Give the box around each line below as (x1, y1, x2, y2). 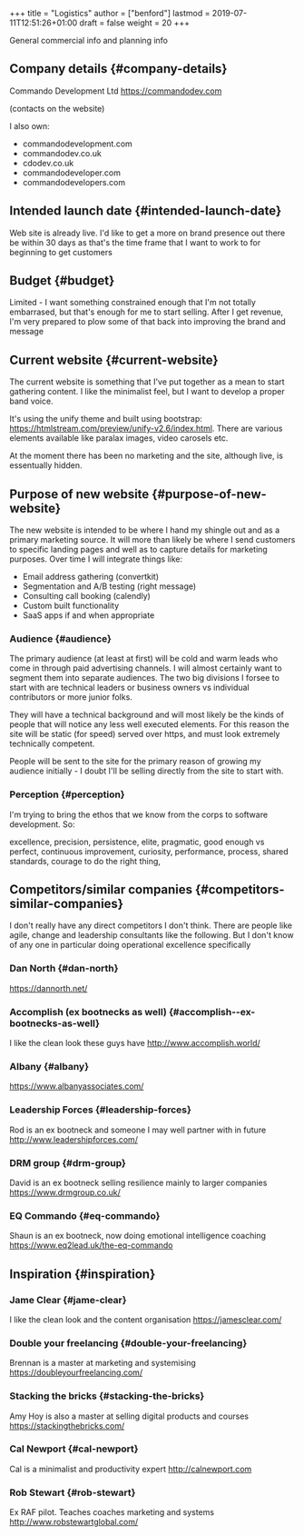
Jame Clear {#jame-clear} (9, 1293, 127, 1306)
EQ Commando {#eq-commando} (9, 1209, 161, 1222)
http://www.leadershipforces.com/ (9, 1133, 139, 1144)
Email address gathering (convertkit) (22, 572, 160, 583)
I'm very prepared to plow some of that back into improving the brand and (9, 316, 286, 327)
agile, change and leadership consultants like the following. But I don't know (9, 930, 294, 941)
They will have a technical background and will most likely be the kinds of (9, 709, 284, 721)
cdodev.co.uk (22, 157, 74, 168)
